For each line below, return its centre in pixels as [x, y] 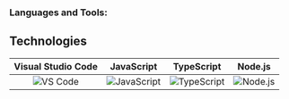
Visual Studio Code [56, 66]
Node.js [254, 66]
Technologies [48, 41]
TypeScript [197, 66]
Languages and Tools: [58, 12]
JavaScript [134, 66]
